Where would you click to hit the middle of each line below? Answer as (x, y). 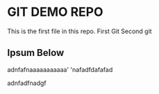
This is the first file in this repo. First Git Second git (79, 31)
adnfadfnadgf (27, 83)
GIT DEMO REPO (55, 12)
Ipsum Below (36, 53)
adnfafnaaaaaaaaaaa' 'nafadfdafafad (60, 69)
